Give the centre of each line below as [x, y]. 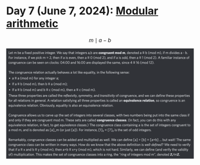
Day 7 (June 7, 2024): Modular [82, 11]
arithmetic [32, 24]
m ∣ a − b [100, 40]
